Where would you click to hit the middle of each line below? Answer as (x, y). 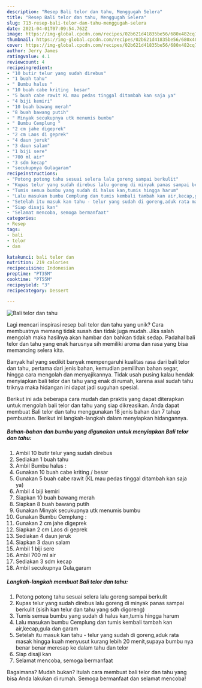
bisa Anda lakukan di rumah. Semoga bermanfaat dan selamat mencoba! (97, 678)
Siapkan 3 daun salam (43, 542)
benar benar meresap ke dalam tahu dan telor (72, 648)
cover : (15, 46)
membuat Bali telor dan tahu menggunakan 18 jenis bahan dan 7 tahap (94, 411)
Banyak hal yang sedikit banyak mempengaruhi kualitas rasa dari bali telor (98, 361)
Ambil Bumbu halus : (41, 466)
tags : (13, 229)
